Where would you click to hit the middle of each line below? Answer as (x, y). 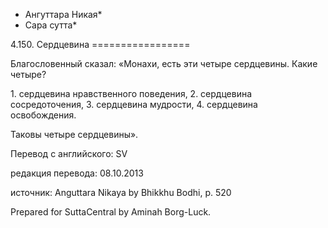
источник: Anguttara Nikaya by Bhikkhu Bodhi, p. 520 (121, 192)
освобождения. (43, 115)
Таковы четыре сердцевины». (74, 134)
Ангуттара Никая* (63, 14)
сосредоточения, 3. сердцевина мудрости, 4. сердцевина (134, 104)
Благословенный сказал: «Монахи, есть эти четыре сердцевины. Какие (164, 63)
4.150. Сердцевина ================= (100, 44)
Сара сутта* (51, 25)
